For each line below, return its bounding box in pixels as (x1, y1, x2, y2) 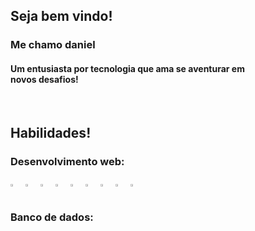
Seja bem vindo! (10, 8, 113, 25)
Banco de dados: (10, 210, 94, 224)
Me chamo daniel (10, 38, 96, 52)
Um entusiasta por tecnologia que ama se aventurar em (10, 62, 245, 74)
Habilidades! (10, 124, 92, 141)
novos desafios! (10, 73, 79, 85)
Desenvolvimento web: (10, 154, 125, 168)
